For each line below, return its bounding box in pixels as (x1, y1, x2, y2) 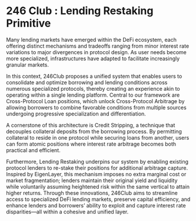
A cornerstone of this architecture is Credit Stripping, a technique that (6, 121, 175, 128)
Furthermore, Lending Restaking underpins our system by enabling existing (6, 158, 189, 165)
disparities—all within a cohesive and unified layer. (6, 208, 129, 215)
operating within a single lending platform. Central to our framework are (6, 91, 180, 98)
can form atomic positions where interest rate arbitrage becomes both (6, 140, 177, 147)
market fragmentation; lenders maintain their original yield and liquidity (6, 177, 178, 184)
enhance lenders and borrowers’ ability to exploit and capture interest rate (6, 202, 187, 209)
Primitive (6, 17, 51, 30)
